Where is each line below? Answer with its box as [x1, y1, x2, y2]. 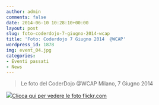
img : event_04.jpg [6, 47, 52, 53]
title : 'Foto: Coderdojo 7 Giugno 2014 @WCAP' [6, 36, 126, 42]
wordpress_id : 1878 [6, 42, 55, 48]
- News [6, 63, 23, 70]
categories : [6, 53, 36, 59]
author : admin [6, 8, 42, 15]
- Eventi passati [6, 58, 49, 64]
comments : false [6, 14, 46, 20]
